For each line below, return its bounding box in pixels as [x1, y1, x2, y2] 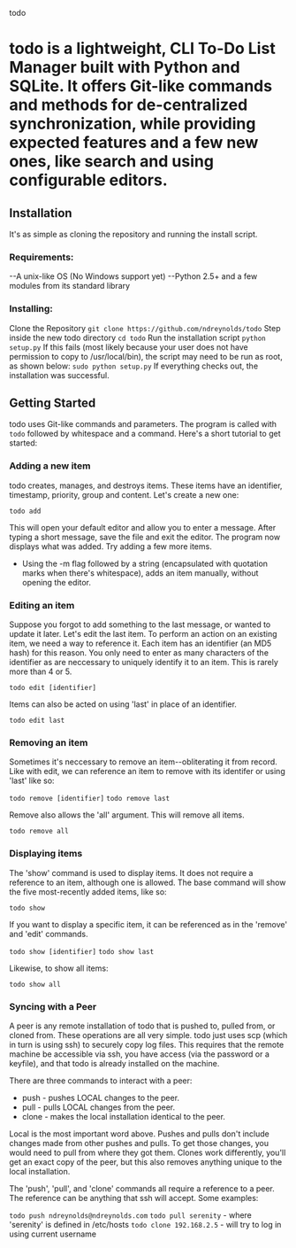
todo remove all [9, 827, 69, 836]
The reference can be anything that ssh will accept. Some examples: [9, 1192, 259, 1203]
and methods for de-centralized [9, 95, 248, 115]
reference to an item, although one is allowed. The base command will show [9, 877, 286, 888]
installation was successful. [9, 369, 110, 380]
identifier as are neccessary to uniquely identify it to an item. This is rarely [9, 657, 278, 667]
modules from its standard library [9, 281, 131, 291]
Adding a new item [9, 460, 91, 472]
